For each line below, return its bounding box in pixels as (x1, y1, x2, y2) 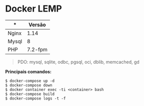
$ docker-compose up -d (5, 78, 55, 83)
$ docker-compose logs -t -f (5, 96, 66, 101)
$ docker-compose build (5, 91, 55, 96)
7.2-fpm (26, 46, 47, 53)
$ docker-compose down (5, 82, 52, 88)
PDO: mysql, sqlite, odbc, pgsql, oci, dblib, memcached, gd (17, 59, 140, 65)
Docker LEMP (5, 3, 62, 15)
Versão (28, 21, 46, 28)
